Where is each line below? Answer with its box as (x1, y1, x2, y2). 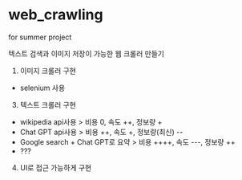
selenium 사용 (19, 83, 66, 92)
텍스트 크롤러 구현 (19, 100, 76, 109)
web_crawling (8, 6, 103, 24)
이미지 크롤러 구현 (19, 66, 76, 76)
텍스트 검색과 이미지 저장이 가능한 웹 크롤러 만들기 (8, 48, 164, 58)
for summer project (8, 32, 72, 42)
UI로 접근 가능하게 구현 (19, 162, 92, 172)
